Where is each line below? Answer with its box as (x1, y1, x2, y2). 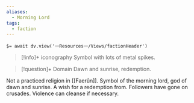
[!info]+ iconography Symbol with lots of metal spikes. (20, 54, 155, 61)
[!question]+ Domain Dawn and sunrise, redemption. (20, 66, 152, 73)
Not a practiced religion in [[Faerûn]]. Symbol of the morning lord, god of (6, 77, 187, 84)
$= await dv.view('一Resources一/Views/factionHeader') (6, 43, 148, 49)
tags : (6, 20, 20, 26)
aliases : (6, 8, 28, 15)
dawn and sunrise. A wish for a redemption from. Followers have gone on (6, 84, 189, 91)
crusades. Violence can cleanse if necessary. (6, 90, 119, 97)
